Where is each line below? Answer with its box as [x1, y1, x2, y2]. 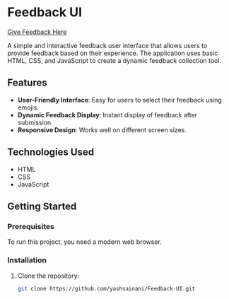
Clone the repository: [17, 271, 80, 280]
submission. [17, 118, 53, 127]
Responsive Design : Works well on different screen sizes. [17, 125, 187, 134]
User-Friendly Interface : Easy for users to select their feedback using [17, 95, 223, 104]
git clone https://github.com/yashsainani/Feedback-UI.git [17, 285, 196, 292]
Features [7, 77, 47, 89]
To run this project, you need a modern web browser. [7, 238, 162, 246]
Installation [7, 255, 47, 265]
